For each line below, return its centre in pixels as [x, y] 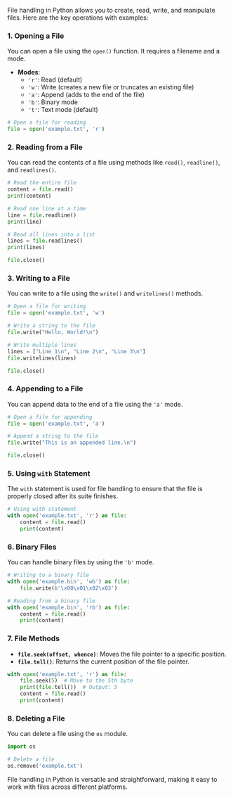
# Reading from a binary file [52, 601]
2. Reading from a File [45, 147]
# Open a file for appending [50, 417]
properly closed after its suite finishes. [62, 496]
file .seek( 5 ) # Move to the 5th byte [76, 681]
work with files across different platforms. [67, 787]
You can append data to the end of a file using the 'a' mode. [95, 404]
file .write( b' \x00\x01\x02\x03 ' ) [69, 588]
